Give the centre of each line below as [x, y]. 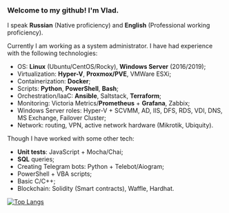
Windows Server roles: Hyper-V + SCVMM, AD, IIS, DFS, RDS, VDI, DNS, [120, 111]
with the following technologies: [52, 53]
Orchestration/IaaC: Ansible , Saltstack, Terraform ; [89, 96]
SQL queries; [36, 159]
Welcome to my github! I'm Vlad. [63, 10]
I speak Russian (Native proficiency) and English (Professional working [109, 26]
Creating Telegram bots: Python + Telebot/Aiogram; [90, 167]
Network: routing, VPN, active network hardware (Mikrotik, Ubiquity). [115, 125]
